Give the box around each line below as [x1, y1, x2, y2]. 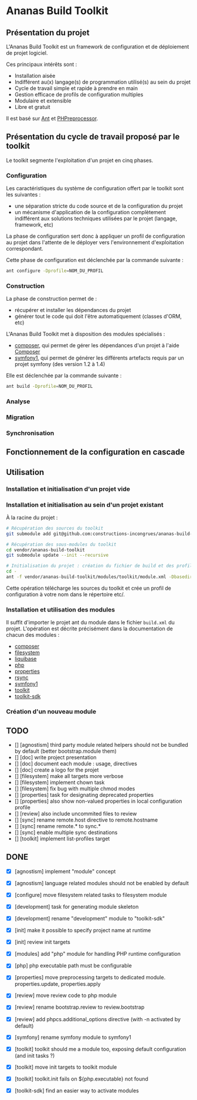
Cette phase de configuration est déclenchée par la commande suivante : [6, 257, 184, 264]
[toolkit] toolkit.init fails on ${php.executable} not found [14, 1075, 148, 1082]
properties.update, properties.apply [14, 981, 101, 988]
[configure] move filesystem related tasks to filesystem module [14, 891, 167, 898]
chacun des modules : [6, 632, 60, 639]
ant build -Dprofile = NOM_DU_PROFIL [6, 384, 93, 390]
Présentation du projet [6, 28, 90, 38]
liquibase [14, 655, 37, 663]
